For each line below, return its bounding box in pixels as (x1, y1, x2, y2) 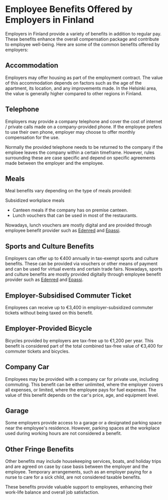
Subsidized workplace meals (5, 197, 65, 203)
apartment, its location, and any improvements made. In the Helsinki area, (5, 85, 157, 91)
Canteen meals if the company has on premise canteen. (12, 207, 128, 213)
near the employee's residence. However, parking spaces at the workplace (5, 425, 160, 431)
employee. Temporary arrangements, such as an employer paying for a (5, 469, 152, 475)
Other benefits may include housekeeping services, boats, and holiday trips (5, 458, 161, 464)
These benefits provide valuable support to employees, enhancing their (5, 484, 153, 490)
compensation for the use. (5, 134, 60, 140)
